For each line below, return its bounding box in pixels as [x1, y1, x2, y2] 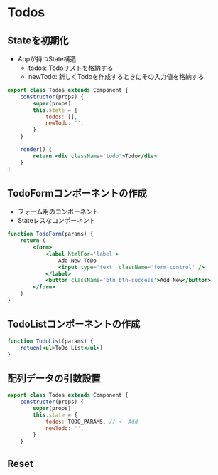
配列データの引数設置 [7, 372, 101, 385]
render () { [20, 146, 53, 153]
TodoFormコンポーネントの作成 [7, 187, 147, 199]
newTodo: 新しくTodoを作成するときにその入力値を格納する [28, 73, 205, 80]
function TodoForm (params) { [7, 231, 94, 238]
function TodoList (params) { [7, 338, 94, 345]
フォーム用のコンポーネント [17, 207, 99, 216]
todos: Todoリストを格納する [28, 63, 114, 72]
